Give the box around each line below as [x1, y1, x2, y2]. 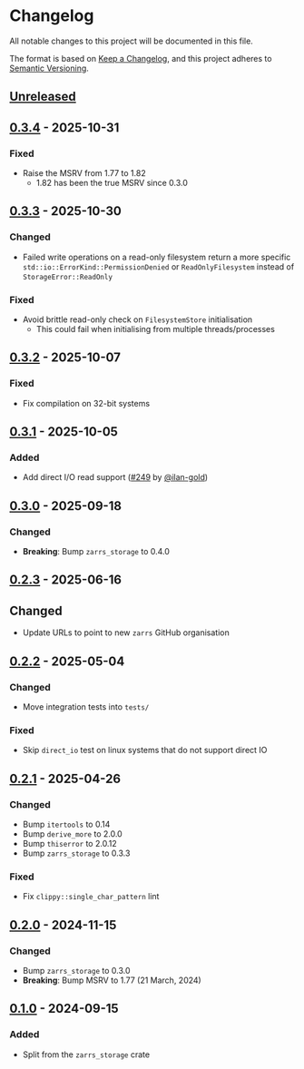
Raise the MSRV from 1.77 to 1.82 [22, 168, 147, 179]
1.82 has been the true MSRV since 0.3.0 [35, 178, 189, 189]
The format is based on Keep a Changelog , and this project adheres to [9, 53, 272, 64]
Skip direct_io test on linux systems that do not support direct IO [22, 745, 268, 756]
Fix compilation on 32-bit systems [22, 397, 151, 408]
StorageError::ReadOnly [22, 272, 113, 281]
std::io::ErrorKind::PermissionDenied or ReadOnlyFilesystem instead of [22, 260, 295, 272]
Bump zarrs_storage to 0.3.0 [22, 965, 131, 976]
